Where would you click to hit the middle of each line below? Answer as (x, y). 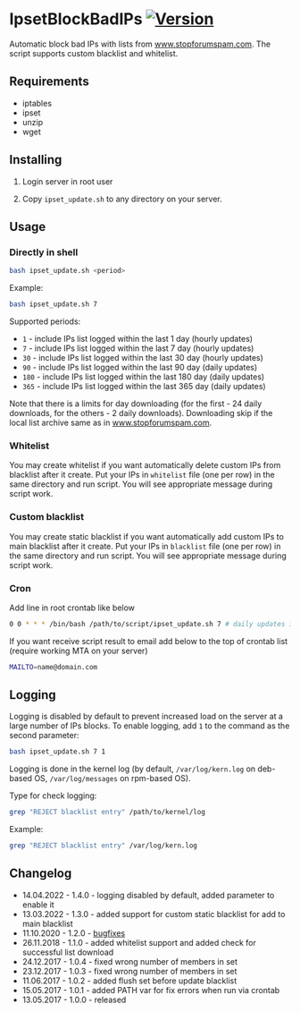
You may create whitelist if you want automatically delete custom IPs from (145, 465)
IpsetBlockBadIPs (76, 19)
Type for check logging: (53, 795)
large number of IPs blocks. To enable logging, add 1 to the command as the (150, 726)
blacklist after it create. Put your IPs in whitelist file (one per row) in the (142, 475)
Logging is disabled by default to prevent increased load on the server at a (146, 717)
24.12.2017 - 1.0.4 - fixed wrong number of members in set (130, 961)
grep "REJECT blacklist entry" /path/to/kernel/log (107, 812)
